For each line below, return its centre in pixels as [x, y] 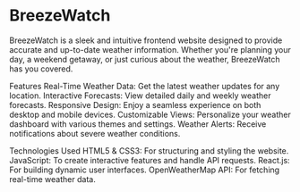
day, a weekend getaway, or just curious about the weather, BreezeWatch [145, 59]
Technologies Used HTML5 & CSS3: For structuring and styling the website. [149, 150]
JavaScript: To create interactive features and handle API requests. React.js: [150, 160]
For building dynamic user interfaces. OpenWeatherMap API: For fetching [145, 170]
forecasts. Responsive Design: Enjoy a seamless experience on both [135, 104]
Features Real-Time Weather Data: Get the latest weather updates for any [145, 86]
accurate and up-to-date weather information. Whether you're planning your [150, 49]
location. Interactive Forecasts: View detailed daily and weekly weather [140, 96]
